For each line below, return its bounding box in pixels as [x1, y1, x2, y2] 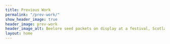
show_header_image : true [5, 17, 58, 22]
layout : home [5, 31, 33, 36]
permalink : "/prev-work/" [5, 12, 60, 17]
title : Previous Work [5, 7, 51, 13]
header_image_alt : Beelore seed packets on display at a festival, [5, 26, 151, 31]
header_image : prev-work [5, 21, 58, 27]
